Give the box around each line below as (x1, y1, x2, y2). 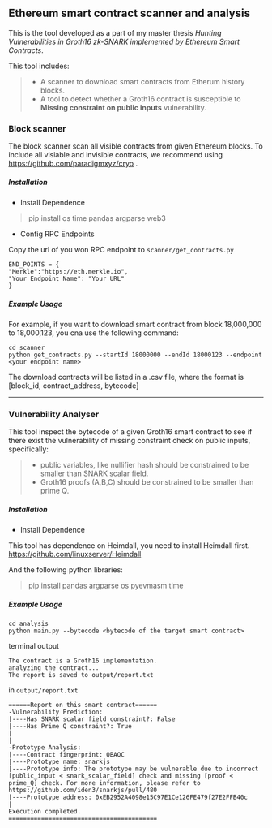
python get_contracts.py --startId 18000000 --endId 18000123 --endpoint (8, 351, 263, 360)
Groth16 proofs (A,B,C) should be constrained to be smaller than (40, 477, 254, 487)
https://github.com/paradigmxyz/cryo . (8, 158, 138, 169)
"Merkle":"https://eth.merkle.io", (8, 268, 129, 276)
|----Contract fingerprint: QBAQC (8, 751, 125, 759)
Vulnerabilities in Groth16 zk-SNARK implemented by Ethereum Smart (8, 37, 240, 46)
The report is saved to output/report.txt (8, 671, 154, 679)
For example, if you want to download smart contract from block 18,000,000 (8, 320, 262, 330)
